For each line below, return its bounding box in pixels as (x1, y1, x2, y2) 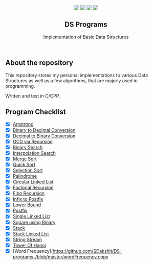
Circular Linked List (12, 179, 54, 185)
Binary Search (12, 144, 43, 150)
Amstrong (12, 121, 34, 127)
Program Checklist (5, 108, 66, 116)
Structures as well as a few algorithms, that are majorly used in (5, 77, 138, 84)
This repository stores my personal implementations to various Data (5, 72, 148, 78)
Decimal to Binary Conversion (12, 133, 76, 139)
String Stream (12, 236, 42, 243)
